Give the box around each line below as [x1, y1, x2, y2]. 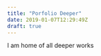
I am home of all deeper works [7, 42, 94, 50]
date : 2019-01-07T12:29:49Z [7, 16, 89, 23]
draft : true [7, 23, 42, 29]
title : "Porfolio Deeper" [7, 10, 82, 17]
